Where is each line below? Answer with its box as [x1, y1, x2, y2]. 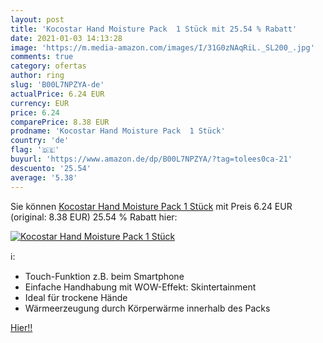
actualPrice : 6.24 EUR [10, 89, 105, 99]
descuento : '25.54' [10, 163, 92, 173]
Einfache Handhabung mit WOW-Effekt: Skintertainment [24, 281, 257, 293]
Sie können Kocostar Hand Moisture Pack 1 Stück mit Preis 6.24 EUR [10, 200, 293, 212]
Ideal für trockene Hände [24, 291, 128, 303]
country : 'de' [10, 136, 70, 146]
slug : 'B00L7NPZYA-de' [10, 80, 105, 90]
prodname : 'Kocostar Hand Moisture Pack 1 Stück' [10, 126, 226, 136]
